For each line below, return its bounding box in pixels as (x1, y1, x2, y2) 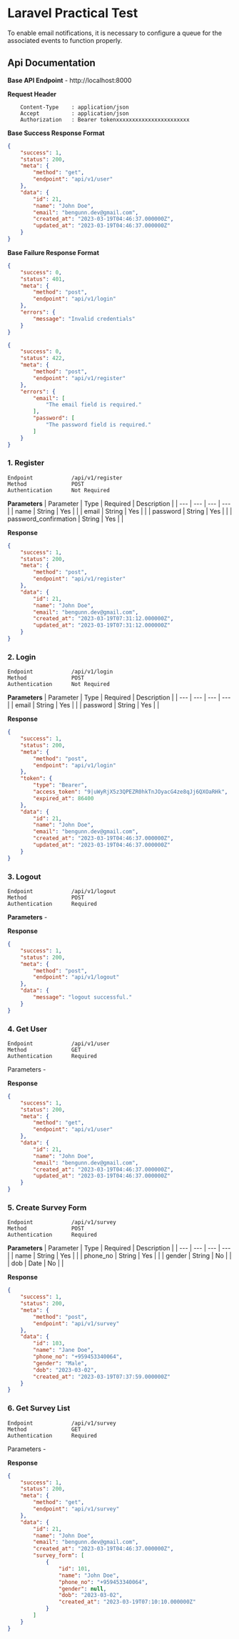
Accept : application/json (20, 109, 130, 117)
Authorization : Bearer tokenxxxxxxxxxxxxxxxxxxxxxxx (20, 116, 190, 123)
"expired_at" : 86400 (33, 794, 94, 802)
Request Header (7, 89, 57, 98)
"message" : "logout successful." (33, 994, 133, 1001)
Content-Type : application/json (20, 104, 130, 111)
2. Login (7, 652, 36, 662)
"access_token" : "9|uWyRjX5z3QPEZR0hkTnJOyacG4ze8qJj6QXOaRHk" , (33, 788, 228, 796)
